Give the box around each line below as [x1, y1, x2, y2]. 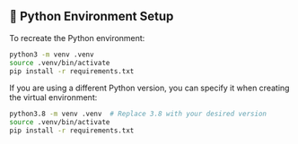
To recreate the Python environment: [9, 32, 145, 43]
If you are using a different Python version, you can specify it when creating [9, 82, 290, 94]
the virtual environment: [9, 92, 98, 103]
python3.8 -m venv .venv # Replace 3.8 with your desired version [9, 109, 267, 119]
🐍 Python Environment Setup [9, 9, 174, 24]
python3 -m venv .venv [9, 50, 94, 59]
